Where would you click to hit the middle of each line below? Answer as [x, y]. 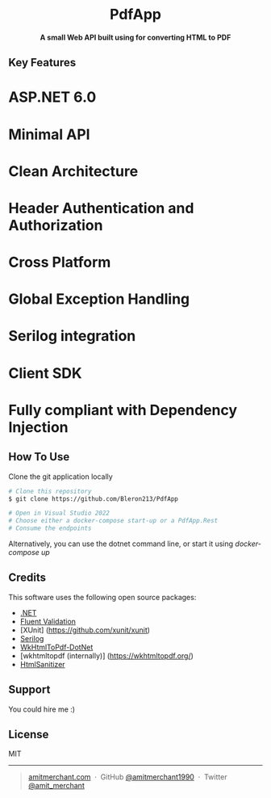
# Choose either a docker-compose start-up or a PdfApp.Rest [113, 521]
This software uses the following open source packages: [102, 597]
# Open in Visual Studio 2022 [59, 513]
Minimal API [49, 134]
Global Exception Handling [99, 299]
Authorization [56, 225]
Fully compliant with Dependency [123, 410]
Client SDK [45, 373]
